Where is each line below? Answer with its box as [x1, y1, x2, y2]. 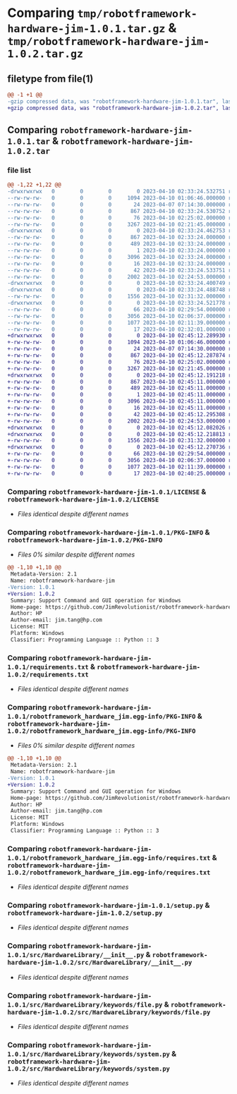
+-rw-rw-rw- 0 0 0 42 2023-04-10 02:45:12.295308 [7, 411, 226, 418]
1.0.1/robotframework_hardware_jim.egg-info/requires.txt [7, 853, 211, 862]
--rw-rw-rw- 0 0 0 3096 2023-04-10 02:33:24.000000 [7, 253, 226, 260]
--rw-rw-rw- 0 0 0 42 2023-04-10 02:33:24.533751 [7, 267, 226, 274]
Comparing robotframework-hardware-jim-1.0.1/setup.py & [7, 901, 210, 911]
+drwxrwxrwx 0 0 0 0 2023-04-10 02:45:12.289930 [7, 332, 226, 339]
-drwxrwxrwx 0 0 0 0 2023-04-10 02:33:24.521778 [7, 300, 226, 307]
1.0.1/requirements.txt [7, 663, 90, 671]
